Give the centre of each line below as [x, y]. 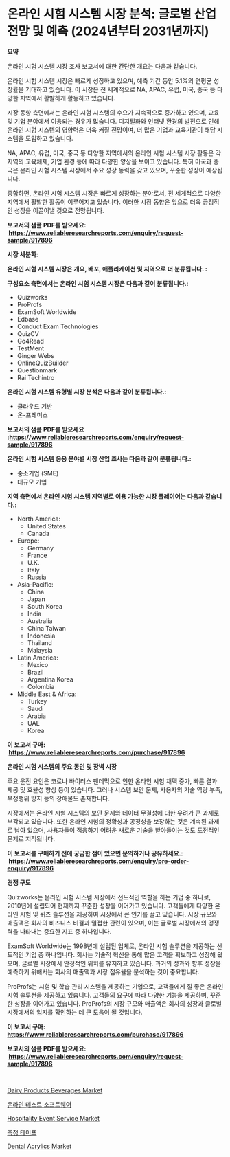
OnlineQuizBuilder [43, 363]
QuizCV [28, 333]
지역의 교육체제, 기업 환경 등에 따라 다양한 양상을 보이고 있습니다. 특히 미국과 [110, 161]
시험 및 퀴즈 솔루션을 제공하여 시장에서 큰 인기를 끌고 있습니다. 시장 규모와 [118, 914]
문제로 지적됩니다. [31, 838]
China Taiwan [47, 628]
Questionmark [37, 370]
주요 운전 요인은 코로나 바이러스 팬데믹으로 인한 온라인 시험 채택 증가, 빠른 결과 [112, 781]
